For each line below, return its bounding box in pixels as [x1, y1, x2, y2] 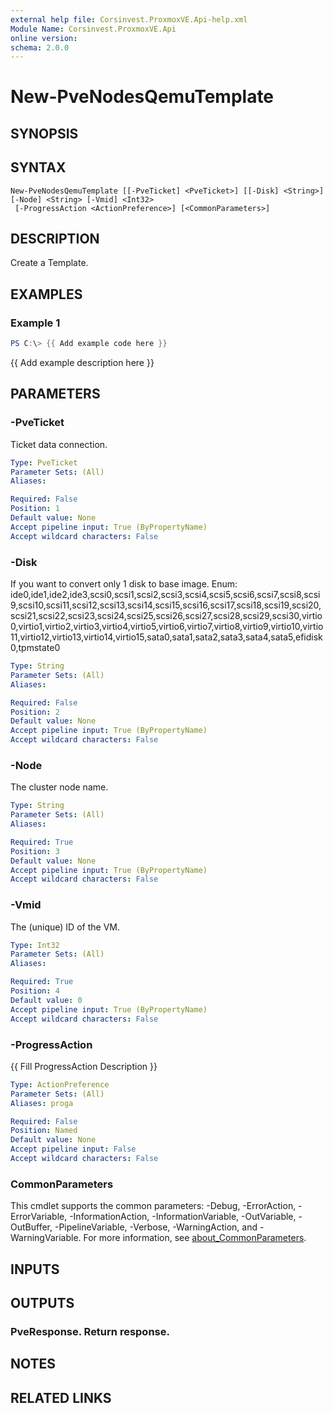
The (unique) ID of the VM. [10, 921, 120, 933]
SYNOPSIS [10, 125, 79, 142]
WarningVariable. [10, 1232, 82, 1244]
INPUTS [10, 1261, 60, 1278]
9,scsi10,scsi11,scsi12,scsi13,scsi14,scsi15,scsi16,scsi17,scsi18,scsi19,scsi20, [10, 599, 322, 611]
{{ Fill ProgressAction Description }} [10, 1060, 158, 1072]
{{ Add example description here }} [10, 357, 155, 369]
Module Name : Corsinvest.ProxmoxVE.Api [10, 24, 177, 34]
